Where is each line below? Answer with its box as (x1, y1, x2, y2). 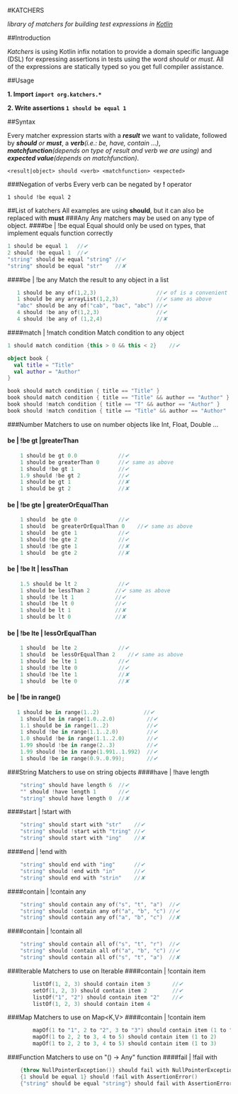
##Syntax (7, 117, 36, 126)
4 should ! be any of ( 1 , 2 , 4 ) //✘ (16, 315, 168, 323)
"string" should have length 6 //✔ (20, 781, 130, 789)
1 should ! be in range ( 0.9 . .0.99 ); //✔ (20, 754, 158, 762)
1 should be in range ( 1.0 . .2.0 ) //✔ (20, 715, 158, 722)
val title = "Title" (13, 362, 74, 369)
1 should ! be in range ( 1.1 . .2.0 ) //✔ (20, 728, 158, 736)
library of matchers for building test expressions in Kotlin (7, 20, 174, 28)
